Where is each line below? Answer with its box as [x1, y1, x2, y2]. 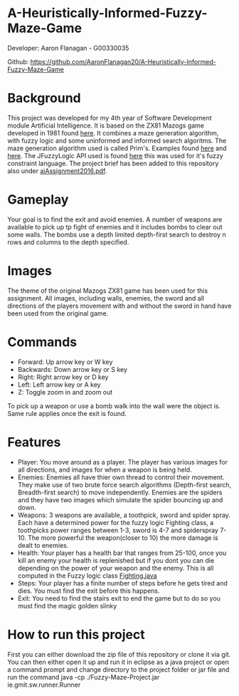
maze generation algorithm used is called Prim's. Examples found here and [7, 144, 227, 152]
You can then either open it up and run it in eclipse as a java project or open [7, 658, 229, 666]
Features [7, 434, 61, 450]
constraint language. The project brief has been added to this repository [7, 159, 219, 167]
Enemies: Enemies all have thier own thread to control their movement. [17, 472, 225, 482]
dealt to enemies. [17, 541, 69, 549]
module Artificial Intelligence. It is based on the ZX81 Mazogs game [7, 121, 205, 130]
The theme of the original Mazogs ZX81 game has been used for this [7, 286, 208, 295]
